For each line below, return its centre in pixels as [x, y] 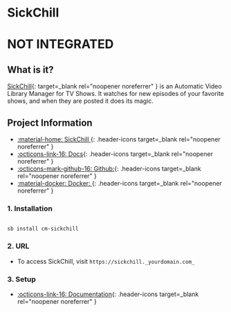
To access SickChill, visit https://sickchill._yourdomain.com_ [106, 261]
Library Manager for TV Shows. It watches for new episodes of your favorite [116, 94]
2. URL [18, 246]
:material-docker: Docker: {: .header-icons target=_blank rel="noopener [120, 183]
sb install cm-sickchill [43, 229]
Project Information [50, 123]
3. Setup [21, 279]
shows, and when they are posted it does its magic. [81, 101]
